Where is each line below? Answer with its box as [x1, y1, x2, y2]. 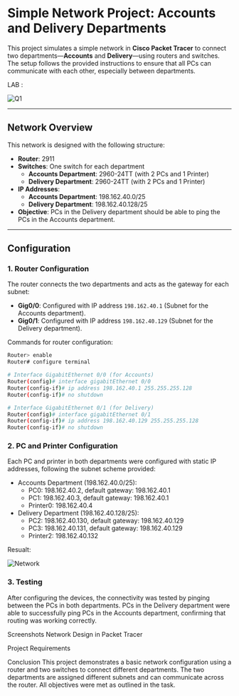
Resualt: [7, 545, 31, 554]
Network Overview [7, 121, 93, 133]
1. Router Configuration [7, 264, 90, 274]
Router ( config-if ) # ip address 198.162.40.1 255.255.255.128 [7, 384, 193, 392]
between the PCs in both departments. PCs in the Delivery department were [7, 601, 230, 610]
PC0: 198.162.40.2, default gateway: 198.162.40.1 [28, 486, 171, 495]
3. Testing [7, 577, 43, 587]
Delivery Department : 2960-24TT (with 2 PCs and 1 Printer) [28, 177, 206, 186]
